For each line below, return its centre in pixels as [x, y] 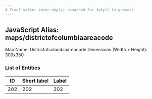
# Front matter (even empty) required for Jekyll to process [70, 10]
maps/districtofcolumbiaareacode [59, 38]
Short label [35, 81]
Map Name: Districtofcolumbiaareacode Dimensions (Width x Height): [76, 50]
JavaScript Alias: [32, 30]
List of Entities [23, 68]
